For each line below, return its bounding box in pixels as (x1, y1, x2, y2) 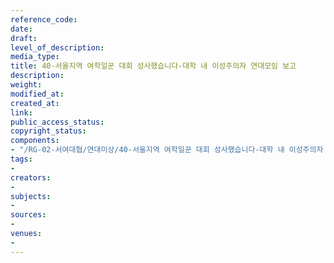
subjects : (10, 191, 52, 201)
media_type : (10, 52, 60, 62)
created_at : (10, 98, 60, 108)
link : (10, 107, 33, 118)
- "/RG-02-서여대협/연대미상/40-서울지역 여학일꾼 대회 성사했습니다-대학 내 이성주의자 (10, 145, 324, 155)
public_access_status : (10, 117, 105, 127)
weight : (10, 80, 43, 90)
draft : (10, 33, 38, 43)
